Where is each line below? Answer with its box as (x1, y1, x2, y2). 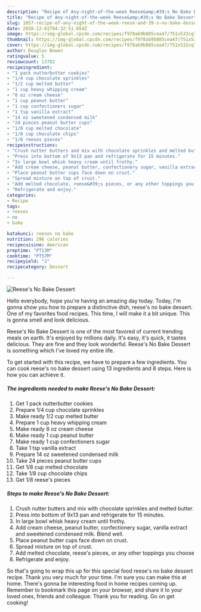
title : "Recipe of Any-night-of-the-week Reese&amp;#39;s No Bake (7, 14, 175, 20)
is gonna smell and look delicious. (7, 316, 90, 323)
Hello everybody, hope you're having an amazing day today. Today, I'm (7, 297, 181, 304)
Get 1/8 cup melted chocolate (15, 463, 88, 470)
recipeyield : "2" (7, 258, 50, 265)
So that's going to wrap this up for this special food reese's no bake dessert (7, 567, 193, 574)
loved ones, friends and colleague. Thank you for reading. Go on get (7, 592, 175, 599)
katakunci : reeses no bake (7, 231, 74, 237)
